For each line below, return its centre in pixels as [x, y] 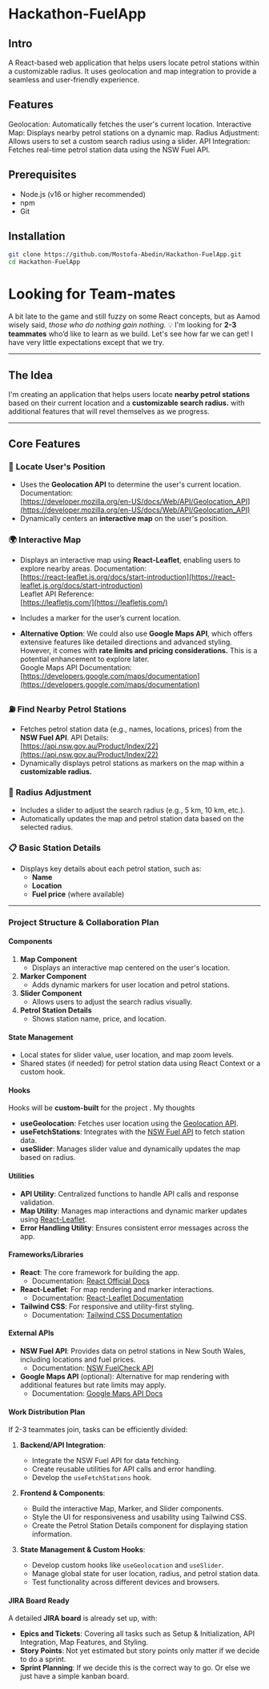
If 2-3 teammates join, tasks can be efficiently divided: [98, 1430]
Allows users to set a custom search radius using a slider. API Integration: [129, 141]
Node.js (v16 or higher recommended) [82, 194]
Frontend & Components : [62, 1493]
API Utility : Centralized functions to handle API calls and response [129, 1194]
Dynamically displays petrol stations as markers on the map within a [132, 763]
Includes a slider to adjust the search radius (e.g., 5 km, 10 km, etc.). [132, 810]
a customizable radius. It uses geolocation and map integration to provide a [132, 71]
